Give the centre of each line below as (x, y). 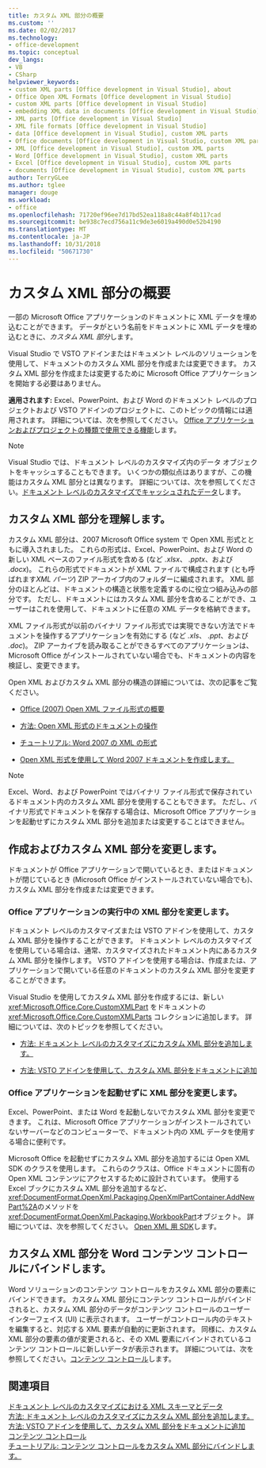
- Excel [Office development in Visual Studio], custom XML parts (120, 163)
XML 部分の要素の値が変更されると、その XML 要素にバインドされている (127, 1339)
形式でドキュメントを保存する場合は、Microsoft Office (118, 812)
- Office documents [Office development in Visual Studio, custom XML (127, 141)
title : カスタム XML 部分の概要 (56, 15)
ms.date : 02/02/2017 (42, 30)
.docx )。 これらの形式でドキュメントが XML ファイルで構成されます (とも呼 (132, 569)
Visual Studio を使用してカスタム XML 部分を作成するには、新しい (116, 997)
